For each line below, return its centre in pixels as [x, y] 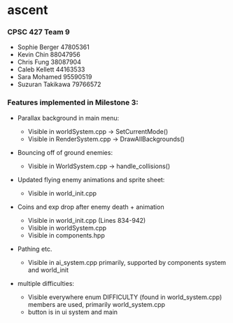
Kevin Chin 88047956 [49, 55]
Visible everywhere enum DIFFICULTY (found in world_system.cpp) [125, 297]
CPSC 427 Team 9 [38, 32]
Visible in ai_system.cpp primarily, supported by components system [127, 262]
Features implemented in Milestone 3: [73, 102]
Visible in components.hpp [66, 235]
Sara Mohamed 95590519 [55, 77]
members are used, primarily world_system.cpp [97, 304]
